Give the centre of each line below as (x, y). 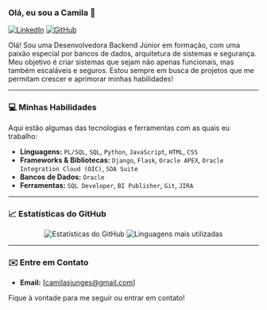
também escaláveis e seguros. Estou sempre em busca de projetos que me (131, 71)
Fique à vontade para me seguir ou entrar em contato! (97, 298)
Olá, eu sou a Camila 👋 (52, 13)
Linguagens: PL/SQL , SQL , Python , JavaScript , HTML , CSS (109, 151)
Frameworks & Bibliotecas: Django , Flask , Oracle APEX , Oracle (122, 160)
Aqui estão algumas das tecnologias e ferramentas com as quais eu (119, 128)
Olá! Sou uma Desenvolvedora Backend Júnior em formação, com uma (124, 45)
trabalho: (23, 136)
